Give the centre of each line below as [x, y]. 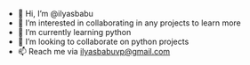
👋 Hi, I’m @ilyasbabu [55, 14]
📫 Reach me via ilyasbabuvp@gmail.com [94, 51]
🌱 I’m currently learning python [74, 32]
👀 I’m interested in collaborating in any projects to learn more [129, 23]
